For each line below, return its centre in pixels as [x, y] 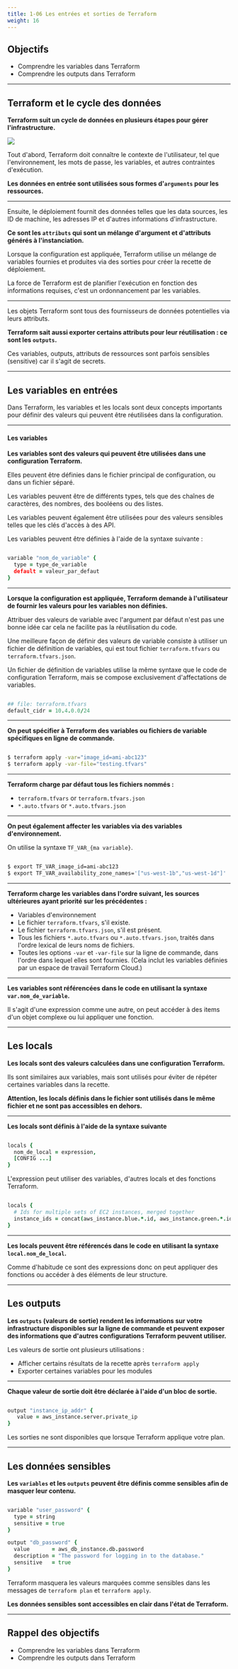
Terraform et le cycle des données [84, 103]
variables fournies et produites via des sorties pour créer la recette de [109, 262]
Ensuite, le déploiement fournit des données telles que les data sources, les [118, 212]
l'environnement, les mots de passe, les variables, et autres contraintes [111, 162]
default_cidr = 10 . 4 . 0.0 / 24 [49, 711]
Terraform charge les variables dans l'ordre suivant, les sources [103, 893]
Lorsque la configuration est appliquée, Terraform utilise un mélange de [112, 254]
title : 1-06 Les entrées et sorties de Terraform [82, 14]
